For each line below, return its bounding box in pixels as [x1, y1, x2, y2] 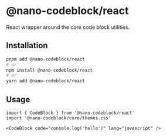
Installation [6, 41, 48, 51]
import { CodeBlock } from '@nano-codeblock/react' [6, 110, 135, 116]
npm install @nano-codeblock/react [6, 67, 93, 73]
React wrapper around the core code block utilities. [6, 24, 130, 31]
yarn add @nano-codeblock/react [6, 78, 85, 84]
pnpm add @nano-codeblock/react [6, 56, 85, 62]
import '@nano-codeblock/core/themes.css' [6, 115, 111, 121]
